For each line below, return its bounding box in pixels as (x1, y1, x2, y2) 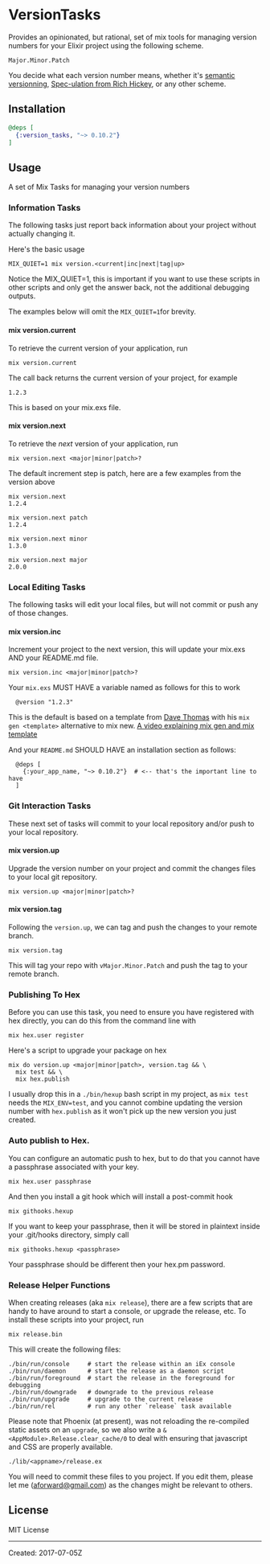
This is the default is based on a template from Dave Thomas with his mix (8, 712, 251, 722)
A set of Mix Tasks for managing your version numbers (8, 183, 190, 192)
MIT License (8, 1525, 50, 1534)
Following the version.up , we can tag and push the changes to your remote (8, 922, 258, 932)
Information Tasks (8, 203, 81, 214)
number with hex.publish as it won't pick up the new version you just (8, 1106, 237, 1116)
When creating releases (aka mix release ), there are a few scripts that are (8, 1297, 253, 1307)
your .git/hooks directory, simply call (8, 1229, 129, 1239)
